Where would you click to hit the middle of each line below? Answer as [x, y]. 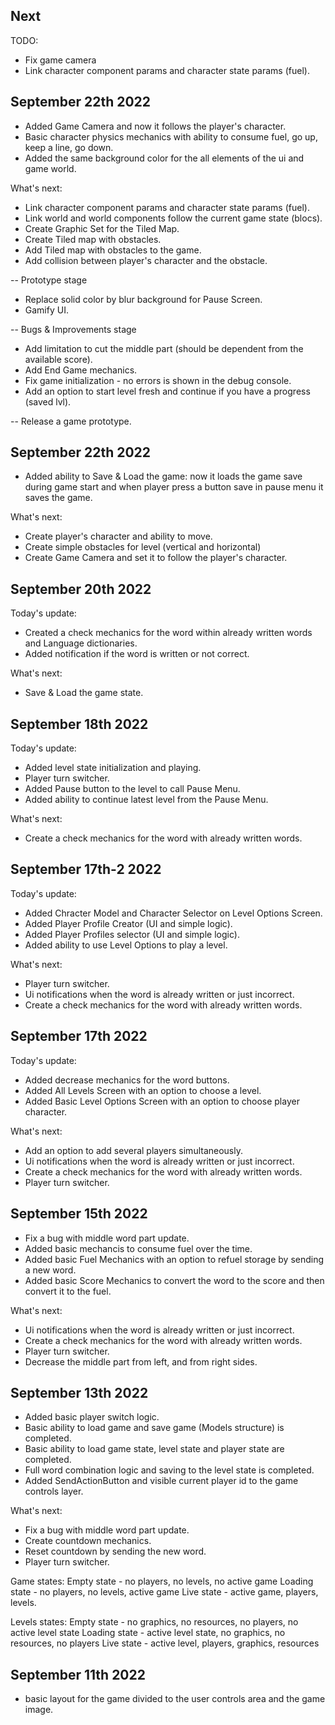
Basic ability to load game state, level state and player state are [154, 1449]
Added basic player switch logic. [92, 1417]
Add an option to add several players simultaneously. [134, 1150]
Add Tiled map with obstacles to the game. [113, 250]
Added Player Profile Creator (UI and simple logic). [128, 923]
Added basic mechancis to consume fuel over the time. [138, 1248]
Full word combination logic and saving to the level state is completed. [169, 1470]
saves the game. [58, 498]
